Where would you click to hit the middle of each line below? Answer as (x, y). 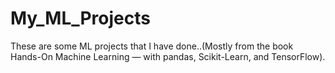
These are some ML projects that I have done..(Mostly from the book (152, 46)
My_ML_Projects (80, 18)
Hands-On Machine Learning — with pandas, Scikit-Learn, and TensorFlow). (168, 56)
